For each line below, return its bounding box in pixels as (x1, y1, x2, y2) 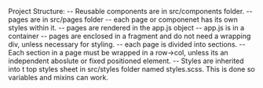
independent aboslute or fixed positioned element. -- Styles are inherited (8, 56, 245, 65)
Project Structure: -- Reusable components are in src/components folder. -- (8, 7, 253, 16)
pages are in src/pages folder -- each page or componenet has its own (8, 15, 238, 24)
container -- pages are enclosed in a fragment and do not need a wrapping (8, 31, 251, 40)
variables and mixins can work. (8, 73, 108, 82)
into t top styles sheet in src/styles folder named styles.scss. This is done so (8, 65, 255, 73)
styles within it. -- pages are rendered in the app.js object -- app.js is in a (8, 23, 245, 32)
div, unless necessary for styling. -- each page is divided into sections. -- (8, 40, 246, 49)
